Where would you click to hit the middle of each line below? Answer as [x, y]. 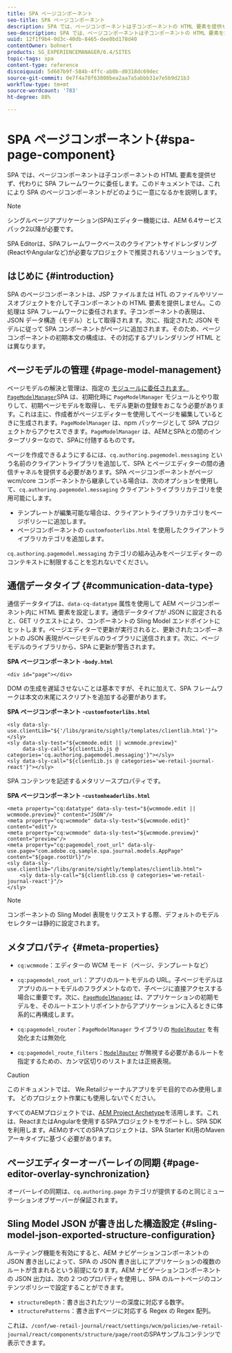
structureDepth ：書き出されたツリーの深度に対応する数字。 [103, 1302]
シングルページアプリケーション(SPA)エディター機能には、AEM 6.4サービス [115, 220]
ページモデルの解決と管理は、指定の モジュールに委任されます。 [98, 388]
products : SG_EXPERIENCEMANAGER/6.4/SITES [69, 53]
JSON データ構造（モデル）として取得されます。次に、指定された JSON [110, 320]
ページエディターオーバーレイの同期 [84, 1162]
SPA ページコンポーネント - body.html [60, 662]
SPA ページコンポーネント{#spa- [101, 140]
